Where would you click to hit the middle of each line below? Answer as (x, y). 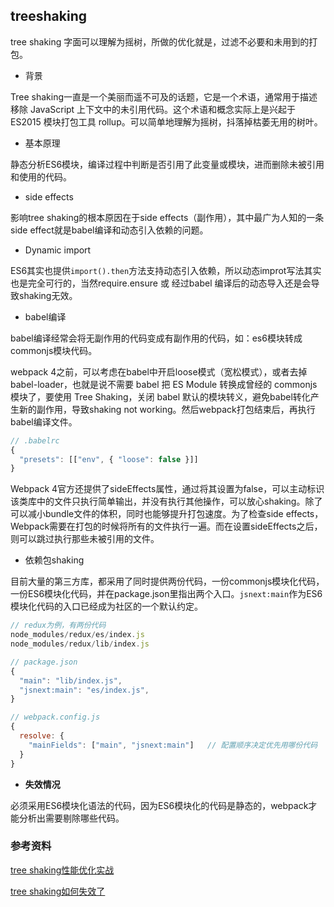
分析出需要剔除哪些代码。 (71, 818)
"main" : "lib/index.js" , (71, 680)
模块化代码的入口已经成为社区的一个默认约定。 (106, 606)
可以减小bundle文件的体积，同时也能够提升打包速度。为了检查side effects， (167, 514)
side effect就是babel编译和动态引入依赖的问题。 (109, 230)
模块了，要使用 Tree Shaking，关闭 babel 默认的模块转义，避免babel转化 (160, 396)
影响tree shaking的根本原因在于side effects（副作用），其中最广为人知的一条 (167, 217)
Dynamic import (58, 250)
